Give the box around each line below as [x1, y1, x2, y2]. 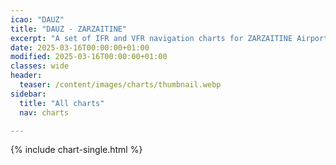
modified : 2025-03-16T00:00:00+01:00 [10, 52, 168, 62]
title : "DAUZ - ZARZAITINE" [10, 24, 128, 34]
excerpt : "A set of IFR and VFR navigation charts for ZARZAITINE [10, 33, 293, 43]
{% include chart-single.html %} [10, 144, 143, 156]
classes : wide [10, 61, 70, 71]
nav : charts [19, 107, 70, 118]
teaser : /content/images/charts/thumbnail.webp [19, 80, 222, 90]
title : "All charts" [19, 98, 105, 108]
